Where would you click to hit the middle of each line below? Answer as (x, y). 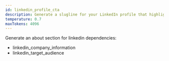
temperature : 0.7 (23, 19)
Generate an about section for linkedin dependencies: (61, 38)
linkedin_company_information (44, 47)
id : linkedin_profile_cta (32, 10)
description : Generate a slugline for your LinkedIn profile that (76, 14)
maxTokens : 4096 (22, 24)
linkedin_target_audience (38, 53)
